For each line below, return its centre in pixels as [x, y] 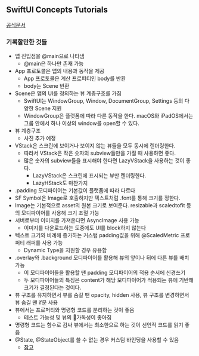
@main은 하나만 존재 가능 [54, 64]
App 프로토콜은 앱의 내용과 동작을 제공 [60, 71]
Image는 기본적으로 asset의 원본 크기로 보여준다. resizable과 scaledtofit [100, 205]
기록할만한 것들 [27, 42]
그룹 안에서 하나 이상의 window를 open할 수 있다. [82, 123]
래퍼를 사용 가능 [44, 243]
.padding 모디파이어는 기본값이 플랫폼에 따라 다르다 [75, 191]
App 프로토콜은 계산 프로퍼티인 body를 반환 [75, 79]
